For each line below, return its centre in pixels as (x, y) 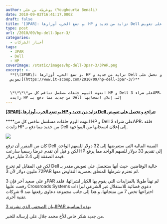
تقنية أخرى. (16, 197)
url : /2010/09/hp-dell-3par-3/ (38, 33)
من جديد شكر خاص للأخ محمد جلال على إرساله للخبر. (55, 216)
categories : (18, 38)
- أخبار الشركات (27, 42)
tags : (11, 47)
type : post (17, 28)
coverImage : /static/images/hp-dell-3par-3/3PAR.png (62, 65)
